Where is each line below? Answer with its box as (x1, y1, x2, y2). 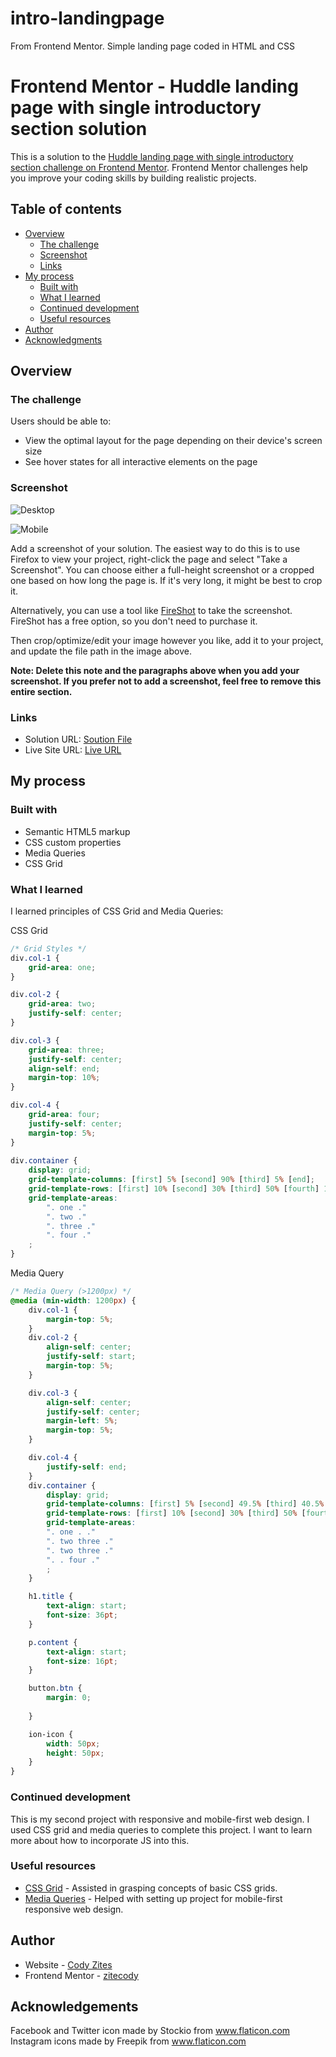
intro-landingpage (10, 7, 165, 30)
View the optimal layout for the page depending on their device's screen (24, 435, 323, 447)
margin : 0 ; (46, 1693, 92, 1703)
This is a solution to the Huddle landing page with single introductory (10, 150, 294, 162)
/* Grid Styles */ (10, 943, 87, 954)
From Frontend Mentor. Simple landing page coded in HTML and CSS (10, 40, 295, 52)
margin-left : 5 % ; (46, 1416, 118, 1426)
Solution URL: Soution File (24, 733, 133, 745)
